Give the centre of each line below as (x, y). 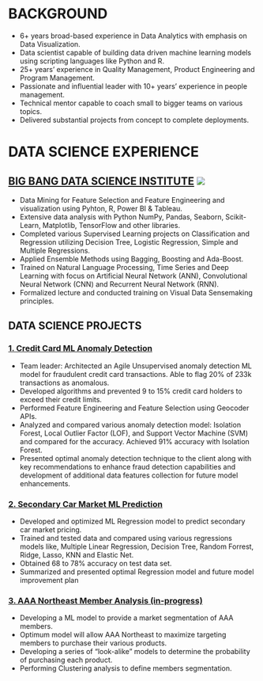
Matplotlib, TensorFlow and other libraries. (111, 225)
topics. (31, 111)
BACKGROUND (58, 14)
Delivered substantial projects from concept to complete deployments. (134, 120)
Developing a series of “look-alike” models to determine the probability (135, 652)
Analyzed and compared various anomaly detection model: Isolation (130, 424)
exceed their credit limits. (61, 399)
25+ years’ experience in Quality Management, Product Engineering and (137, 69)
